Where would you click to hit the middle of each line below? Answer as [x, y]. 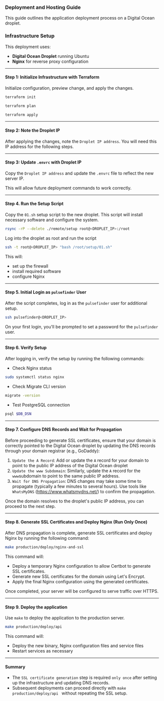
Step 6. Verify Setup [26, 348]
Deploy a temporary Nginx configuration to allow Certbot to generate [81, 566]
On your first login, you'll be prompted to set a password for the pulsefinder [82, 326]
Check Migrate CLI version [39, 386]
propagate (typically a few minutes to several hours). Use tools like [79, 486]
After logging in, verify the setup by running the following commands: [75, 359]
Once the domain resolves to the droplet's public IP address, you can [74, 501]
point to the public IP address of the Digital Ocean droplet [70, 465]
